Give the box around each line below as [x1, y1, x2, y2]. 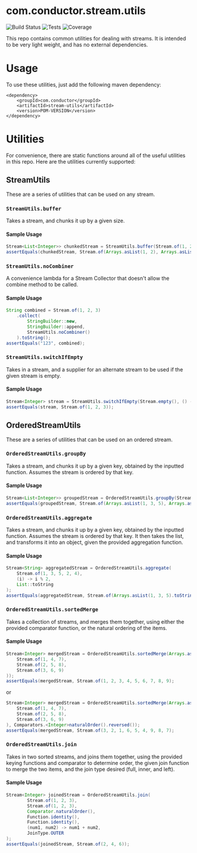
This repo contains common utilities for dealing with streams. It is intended [6, 35, 186, 42]
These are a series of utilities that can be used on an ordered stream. [6, 436, 173, 443]
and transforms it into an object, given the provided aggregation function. [6, 539, 184, 546]
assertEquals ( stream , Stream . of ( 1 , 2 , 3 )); [6, 404, 114, 410]
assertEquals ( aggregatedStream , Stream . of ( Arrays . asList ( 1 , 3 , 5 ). [6, 593, 175, 598]
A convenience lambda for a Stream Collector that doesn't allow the [6, 275, 170, 282]
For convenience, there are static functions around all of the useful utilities [6, 151, 186, 159]
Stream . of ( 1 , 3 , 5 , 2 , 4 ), [16, 571, 83, 577]
